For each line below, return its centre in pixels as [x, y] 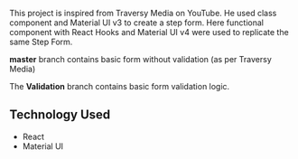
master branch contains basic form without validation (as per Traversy [141, 59]
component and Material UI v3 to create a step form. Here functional [137, 23]
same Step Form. [41, 42]
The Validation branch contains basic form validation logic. [120, 86]
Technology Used [60, 115]
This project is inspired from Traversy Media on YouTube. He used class [143, 13]
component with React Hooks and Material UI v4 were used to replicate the [149, 32]
